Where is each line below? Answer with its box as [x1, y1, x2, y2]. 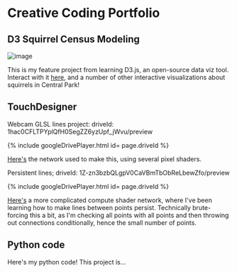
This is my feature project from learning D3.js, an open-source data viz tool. [7, 66, 229, 74]
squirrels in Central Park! [7, 81, 80, 89]
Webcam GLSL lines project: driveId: [7, 120, 114, 128]
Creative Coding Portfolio [7, 5, 160, 21]
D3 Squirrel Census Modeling [7, 33, 140, 45]
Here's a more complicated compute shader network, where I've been [7, 196, 213, 204]
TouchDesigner [7, 101, 77, 113]
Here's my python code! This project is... [7, 257, 126, 266]
